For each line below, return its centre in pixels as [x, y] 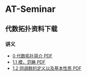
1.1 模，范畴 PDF [29, 62]
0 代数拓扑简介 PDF [32, 56]
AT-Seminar [30, 9]
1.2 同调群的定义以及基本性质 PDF [47, 68]
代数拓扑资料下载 [31, 29]
